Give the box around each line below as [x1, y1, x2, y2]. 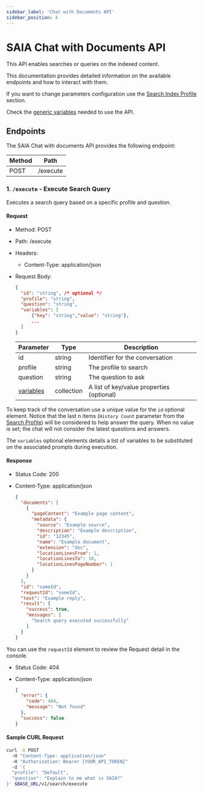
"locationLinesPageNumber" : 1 [37, 561, 113, 567]
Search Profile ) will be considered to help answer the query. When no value [6, 419, 195, 426]
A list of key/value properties [88, 382, 170, 391]
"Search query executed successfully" [31, 618, 129, 624]
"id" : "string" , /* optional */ [21, 290, 103, 296]
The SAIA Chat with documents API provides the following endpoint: [6, 142, 176, 149]
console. [6, 651, 28, 659]
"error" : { [21, 693, 48, 699]
